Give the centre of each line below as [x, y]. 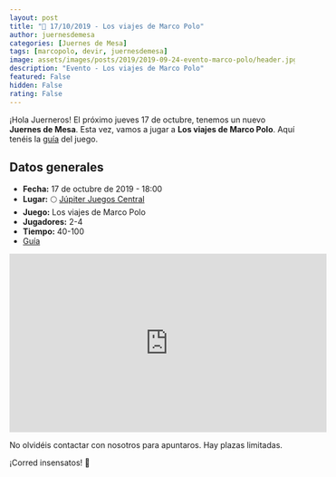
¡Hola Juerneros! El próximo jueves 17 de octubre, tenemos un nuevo [138, 120]
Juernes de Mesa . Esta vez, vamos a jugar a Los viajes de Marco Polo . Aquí [152, 129]
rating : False [36, 93]
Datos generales [57, 167]
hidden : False [36, 85]
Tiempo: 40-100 [53, 231]
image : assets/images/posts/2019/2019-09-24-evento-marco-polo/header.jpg [154, 60]
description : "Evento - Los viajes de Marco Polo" [107, 69]
